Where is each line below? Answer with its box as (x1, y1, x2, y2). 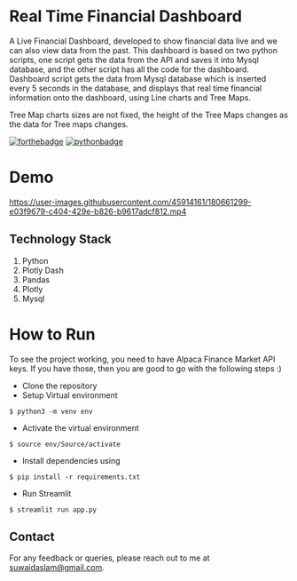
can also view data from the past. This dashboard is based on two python (9, 44, 277, 55)
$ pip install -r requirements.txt (9, 473, 141, 482)
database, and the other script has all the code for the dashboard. (9, 64, 250, 75)
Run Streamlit (21, 488, 72, 498)
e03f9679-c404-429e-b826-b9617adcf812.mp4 (9, 206, 187, 217)
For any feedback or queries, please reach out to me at (9, 553, 210, 563)
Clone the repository (21, 380, 98, 391)
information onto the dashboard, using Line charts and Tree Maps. (9, 92, 251, 103)
